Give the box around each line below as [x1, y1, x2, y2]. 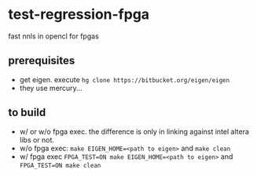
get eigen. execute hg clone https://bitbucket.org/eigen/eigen [19, 74, 230, 84]
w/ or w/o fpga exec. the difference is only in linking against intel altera [19, 127, 250, 136]
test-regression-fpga [8, 5, 150, 23]
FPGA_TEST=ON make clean [19, 161, 101, 169]
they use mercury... [19, 83, 83, 92]
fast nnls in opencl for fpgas [8, 31, 100, 41]
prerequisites [8, 54, 75, 67]
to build [8, 106, 46, 119]
